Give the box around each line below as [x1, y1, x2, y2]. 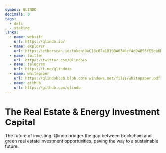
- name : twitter [9, 53, 43, 58]
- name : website [9, 35, 43, 40]
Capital [5, 117, 36, 128]
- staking [9, 26, 30, 31]
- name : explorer [9, 44, 45, 49]
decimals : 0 [5, 12, 30, 17]
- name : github [9, 80, 41, 85]
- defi [9, 21, 23, 26]
